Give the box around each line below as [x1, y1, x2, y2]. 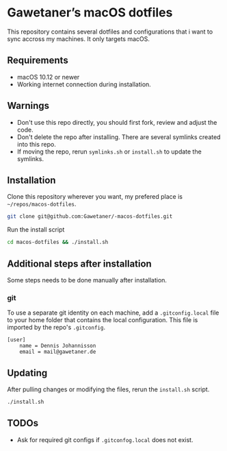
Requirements [7, 55, 68, 66]
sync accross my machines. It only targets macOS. [7, 34, 150, 42]
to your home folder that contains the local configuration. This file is [7, 316, 198, 324]
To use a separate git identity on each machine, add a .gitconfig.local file [7, 308, 219, 317]
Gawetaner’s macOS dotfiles [7, 5, 173, 21]
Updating [7, 367, 48, 378]
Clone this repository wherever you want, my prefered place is [7, 193, 183, 201]
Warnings [7, 100, 50, 112]
